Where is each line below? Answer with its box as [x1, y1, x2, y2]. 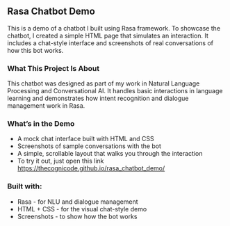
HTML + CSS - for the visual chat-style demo [17, 204, 147, 213]
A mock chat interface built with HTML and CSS [17, 135, 154, 143]
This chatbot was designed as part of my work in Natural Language [7, 79, 200, 88]
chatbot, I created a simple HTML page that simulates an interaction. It [7, 31, 208, 40]
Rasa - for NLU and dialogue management [17, 197, 138, 206]
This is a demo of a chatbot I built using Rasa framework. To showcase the [7, 24, 221, 32]
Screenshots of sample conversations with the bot [17, 142, 162, 150]
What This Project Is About [7, 63, 100, 73]
